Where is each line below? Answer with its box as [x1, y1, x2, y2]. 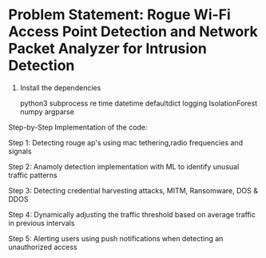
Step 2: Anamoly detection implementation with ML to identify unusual [8, 161, 240, 171]
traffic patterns [8, 170, 58, 180]
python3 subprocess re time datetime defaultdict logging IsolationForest [19, 98, 258, 108]
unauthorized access [8, 242, 77, 252]
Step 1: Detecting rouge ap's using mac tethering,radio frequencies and [8, 137, 244, 147]
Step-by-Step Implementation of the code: [8, 122, 148, 132]
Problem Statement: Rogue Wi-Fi [8, 6, 232, 24]
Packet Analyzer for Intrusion [8, 40, 208, 58]
